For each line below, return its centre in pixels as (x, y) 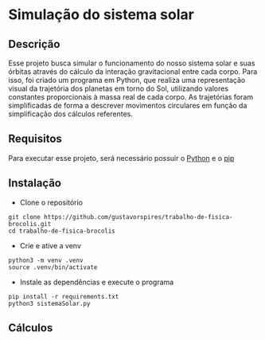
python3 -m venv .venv (46, 260)
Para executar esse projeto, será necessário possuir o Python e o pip (121, 158)
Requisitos (35, 139)
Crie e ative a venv (51, 245)
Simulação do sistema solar (101, 15)
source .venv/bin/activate (53, 267)
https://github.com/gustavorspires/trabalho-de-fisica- (138, 217)
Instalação (35, 184)
